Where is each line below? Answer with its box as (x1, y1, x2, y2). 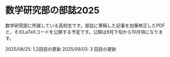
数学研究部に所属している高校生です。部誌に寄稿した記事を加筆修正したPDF (5, 22, 165, 28)
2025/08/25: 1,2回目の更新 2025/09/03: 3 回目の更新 (5, 46, 117, 52)
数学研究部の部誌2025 (5, 5, 100, 16)
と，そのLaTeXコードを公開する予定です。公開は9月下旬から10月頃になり (5, 28, 159, 35)
